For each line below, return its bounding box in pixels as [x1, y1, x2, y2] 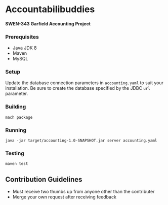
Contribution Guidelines [5, 175, 82, 184]
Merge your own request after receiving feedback [12, 194, 116, 200]
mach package [5, 115, 33, 120]
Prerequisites [5, 33, 39, 40]
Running [5, 126, 27, 133]
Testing [5, 150, 24, 157]
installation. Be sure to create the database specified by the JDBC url [5, 85, 151, 91]
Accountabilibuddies [5, 4, 95, 15]
